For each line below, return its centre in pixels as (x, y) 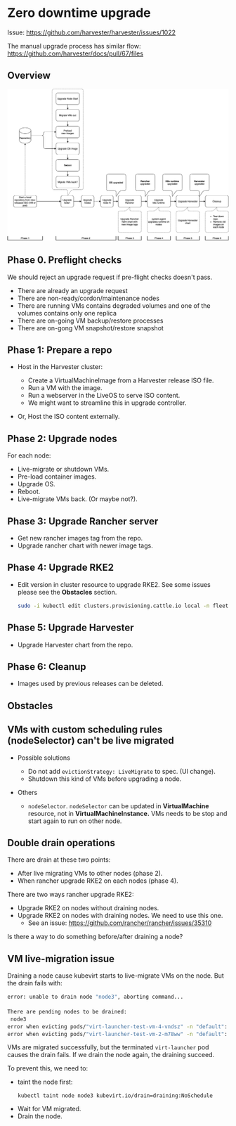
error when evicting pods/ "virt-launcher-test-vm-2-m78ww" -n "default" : (118, 1034)
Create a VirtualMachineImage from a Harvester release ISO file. (121, 380)
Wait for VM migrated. (49, 1109)
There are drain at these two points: (59, 860)
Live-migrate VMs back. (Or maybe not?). (78, 499)
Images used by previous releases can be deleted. (90, 684)
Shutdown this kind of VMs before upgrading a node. (105, 779)
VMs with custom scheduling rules (85, 730)
